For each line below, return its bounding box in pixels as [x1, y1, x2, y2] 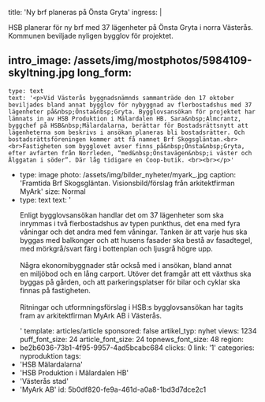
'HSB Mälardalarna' [19, 359, 83, 369]
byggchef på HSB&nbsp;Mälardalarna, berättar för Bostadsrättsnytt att [8, 121, 248, 129]
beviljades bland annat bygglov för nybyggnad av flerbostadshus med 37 [8, 101, 252, 109]
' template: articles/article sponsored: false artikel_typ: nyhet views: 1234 [19, 326, 257, 335]
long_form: [77, 66, 132, 80]
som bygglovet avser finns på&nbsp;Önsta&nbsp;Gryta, [64, 142, 245, 150]
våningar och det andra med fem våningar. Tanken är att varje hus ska [19, 227, 248, 236]
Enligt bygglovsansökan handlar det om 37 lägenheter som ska [19, 210, 225, 220]
